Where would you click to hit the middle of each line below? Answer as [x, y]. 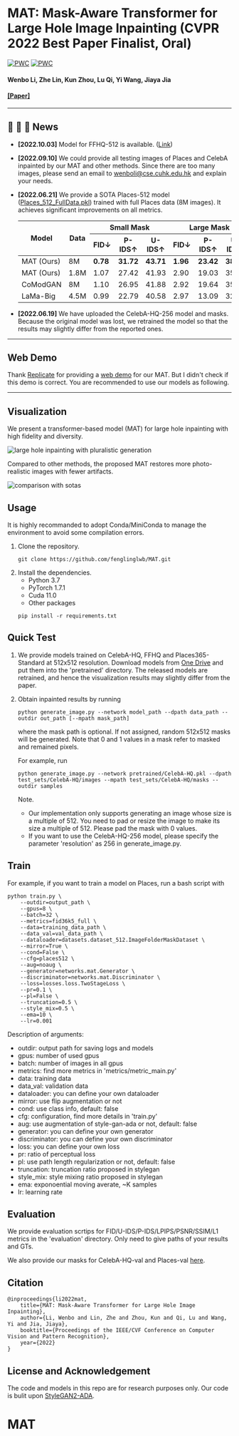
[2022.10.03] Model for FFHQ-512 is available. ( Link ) [95, 144]
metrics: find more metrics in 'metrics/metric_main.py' [97, 1070]
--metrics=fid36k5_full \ [59, 921]
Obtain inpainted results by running [69, 699]
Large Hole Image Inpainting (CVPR [113, 28]
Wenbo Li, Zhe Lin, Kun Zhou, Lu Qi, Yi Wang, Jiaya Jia [89, 79]
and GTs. [21, 1246]
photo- [202, 464]
